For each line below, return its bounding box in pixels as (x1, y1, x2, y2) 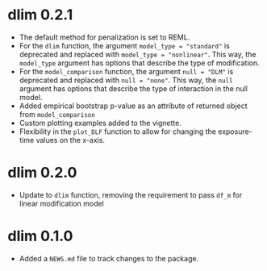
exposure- (218, 127, 253, 136)
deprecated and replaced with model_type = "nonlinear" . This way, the (19, 49, 257, 59)
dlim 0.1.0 (7, 227, 73, 245)
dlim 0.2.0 (7, 164, 77, 182)
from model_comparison (19, 109, 96, 119)
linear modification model (19, 198, 104, 208)
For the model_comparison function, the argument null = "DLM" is (19, 66, 234, 76)
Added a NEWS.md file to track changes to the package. (19, 253, 199, 263)
